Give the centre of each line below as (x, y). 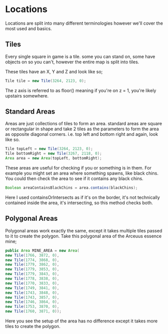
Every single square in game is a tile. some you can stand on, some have (80, 56)
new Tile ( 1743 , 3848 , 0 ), (32, 293)
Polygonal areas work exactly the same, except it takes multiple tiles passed (84, 230)
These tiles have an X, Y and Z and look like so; (54, 71)
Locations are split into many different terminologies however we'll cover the (84, 23)
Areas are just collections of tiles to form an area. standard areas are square (83, 124)
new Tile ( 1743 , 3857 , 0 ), (32, 297)
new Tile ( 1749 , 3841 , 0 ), (32, 288)
